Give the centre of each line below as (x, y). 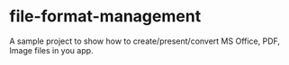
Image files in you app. (51, 50)
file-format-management (105, 16)
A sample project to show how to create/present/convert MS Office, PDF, (145, 41)
